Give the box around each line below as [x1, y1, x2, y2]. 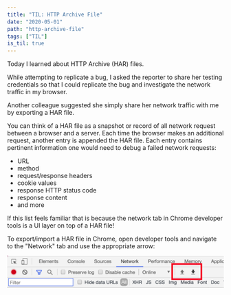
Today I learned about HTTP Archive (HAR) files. [7, 60, 144, 68]
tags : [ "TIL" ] [7, 33, 48, 40]
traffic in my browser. [7, 88, 67, 96]
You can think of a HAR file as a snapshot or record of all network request [7, 122, 216, 130]
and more [16, 201, 45, 209]
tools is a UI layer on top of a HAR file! [7, 221, 115, 230]
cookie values [16, 179, 57, 187]
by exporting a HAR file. [7, 109, 74, 117]
